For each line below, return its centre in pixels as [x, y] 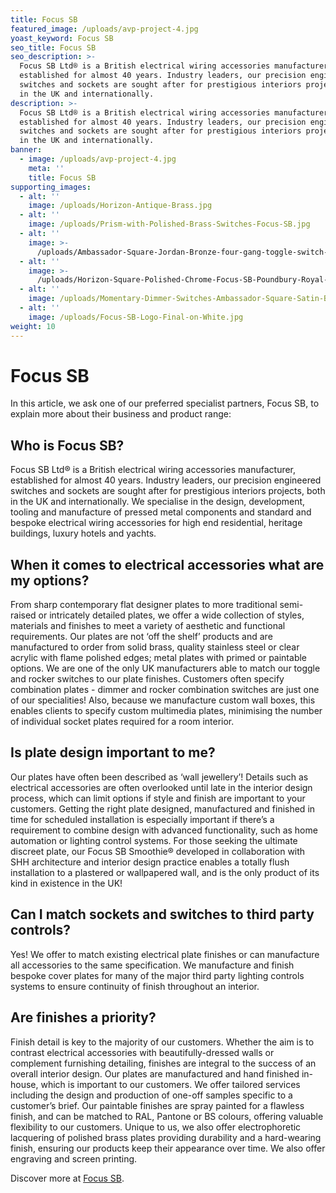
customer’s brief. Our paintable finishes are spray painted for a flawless [157, 1105]
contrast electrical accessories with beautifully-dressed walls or [142, 1052]
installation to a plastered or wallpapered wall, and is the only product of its [165, 872]
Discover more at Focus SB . [67, 1178]
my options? [50, 580]
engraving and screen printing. [74, 1158]
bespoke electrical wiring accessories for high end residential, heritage [156, 523]
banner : [26, 150]
